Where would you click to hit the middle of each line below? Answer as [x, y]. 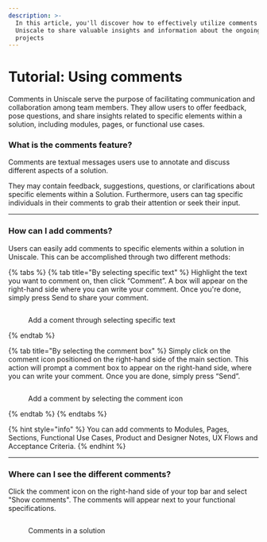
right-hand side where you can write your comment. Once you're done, [125, 289]
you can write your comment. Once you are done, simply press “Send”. [124, 376]
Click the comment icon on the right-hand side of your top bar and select [128, 492]
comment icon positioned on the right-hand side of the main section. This [128, 359]
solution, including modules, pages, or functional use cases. [106, 125]
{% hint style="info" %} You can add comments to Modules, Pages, [119, 429]
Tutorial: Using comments [95, 77]
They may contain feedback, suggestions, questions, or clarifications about [132, 186]
